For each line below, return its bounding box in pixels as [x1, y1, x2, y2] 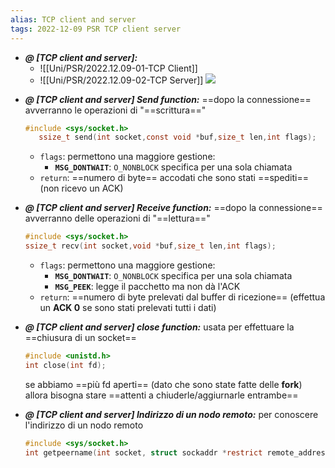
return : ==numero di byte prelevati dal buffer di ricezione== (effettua [39, 291, 326, 303]
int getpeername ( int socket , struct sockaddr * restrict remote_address [24, 447, 330, 458]
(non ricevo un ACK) [39, 182, 124, 195]
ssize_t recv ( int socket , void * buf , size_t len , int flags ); [24, 241, 277, 251]
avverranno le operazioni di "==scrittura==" [24, 104, 207, 116]
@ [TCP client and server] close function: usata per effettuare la [24, 321, 295, 333]
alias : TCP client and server [10, 14, 137, 25]
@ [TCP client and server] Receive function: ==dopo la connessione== [24, 202, 323, 214]
